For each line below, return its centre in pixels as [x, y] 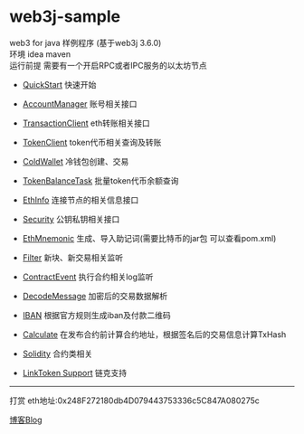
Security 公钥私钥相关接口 [71, 219]
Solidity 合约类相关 [57, 354]
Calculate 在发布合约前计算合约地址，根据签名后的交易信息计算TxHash [154, 334]
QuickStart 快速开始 [59, 84]
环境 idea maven [40, 54]
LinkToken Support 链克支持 [75, 373]
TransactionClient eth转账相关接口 [86, 123]
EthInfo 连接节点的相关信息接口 [81, 200]
